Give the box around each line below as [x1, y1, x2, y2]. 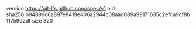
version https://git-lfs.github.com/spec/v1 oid [6, 5, 115, 12]
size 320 [32, 17, 53, 24]
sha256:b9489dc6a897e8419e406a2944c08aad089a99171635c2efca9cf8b [6, 11, 190, 18]
